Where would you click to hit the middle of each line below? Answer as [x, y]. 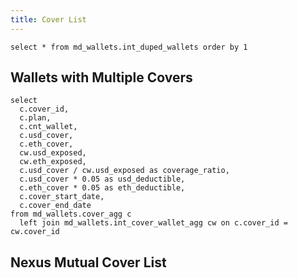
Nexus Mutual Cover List [88, 262]
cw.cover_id [35, 232]
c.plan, [35, 118]
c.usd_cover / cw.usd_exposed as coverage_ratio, [124, 171]
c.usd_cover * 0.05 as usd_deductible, [102, 179]
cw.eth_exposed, [53, 162]
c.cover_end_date [55, 206]
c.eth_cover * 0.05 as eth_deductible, [102, 188]
